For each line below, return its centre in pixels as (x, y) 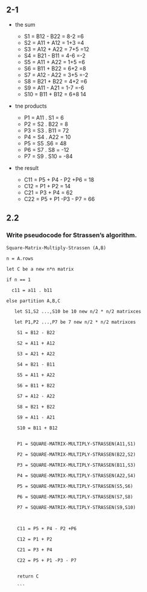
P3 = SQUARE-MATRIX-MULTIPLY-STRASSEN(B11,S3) (77, 465)
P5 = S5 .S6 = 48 (45, 143)
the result (27, 168)
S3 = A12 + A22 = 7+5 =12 (56, 49)
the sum (25, 24)
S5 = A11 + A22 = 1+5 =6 (55, 62)
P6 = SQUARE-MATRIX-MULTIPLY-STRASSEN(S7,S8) (75, 497)
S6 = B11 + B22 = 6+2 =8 (55, 68)
